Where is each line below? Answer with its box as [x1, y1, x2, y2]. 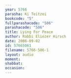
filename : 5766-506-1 [5, 47, 49, 52]
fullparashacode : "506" [5, 20, 53, 26]
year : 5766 [5, 7, 27, 12]
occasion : [5, 66, 25, 71]
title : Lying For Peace [5, 30, 53, 34]
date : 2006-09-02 [5, 39, 40, 44]
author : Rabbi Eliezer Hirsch [5, 34, 67, 39]
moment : [5, 57, 21, 62]
